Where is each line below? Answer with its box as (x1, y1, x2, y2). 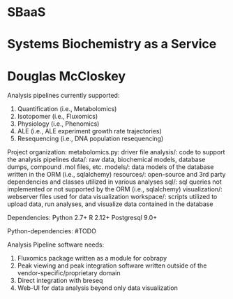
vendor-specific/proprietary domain (17, 269, 121, 277)
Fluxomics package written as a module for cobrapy (17, 254, 167, 263)
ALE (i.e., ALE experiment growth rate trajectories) (17, 127, 162, 136)
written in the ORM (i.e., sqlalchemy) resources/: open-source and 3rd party (7, 170, 226, 179)
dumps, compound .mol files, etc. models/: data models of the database (7, 163, 214, 171)
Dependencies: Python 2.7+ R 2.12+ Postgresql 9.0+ (7, 214, 158, 222)
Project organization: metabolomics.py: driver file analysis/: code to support (7, 148, 225, 156)
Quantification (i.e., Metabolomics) (17, 105, 117, 113)
